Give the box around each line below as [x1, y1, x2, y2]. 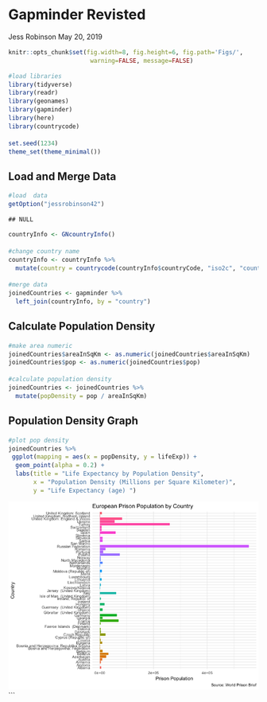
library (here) [8, 114, 56, 123]
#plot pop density [8, 436, 69, 444]
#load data [8, 192, 48, 200]
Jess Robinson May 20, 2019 [8, 32, 103, 41]
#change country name [8, 247, 80, 255]
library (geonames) [8, 97, 69, 105]
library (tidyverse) [8, 80, 73, 88]
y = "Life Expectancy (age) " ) [33, 486, 137, 494]
